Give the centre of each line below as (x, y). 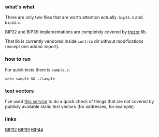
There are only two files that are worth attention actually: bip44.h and (74, 17)
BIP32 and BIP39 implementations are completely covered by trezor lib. (76, 32)
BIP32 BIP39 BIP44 (24, 130)
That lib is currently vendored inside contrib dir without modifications (74, 41)
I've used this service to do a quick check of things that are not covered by (79, 101)
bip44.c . (13, 22)
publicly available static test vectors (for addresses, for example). (70, 106)
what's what (20, 7)
